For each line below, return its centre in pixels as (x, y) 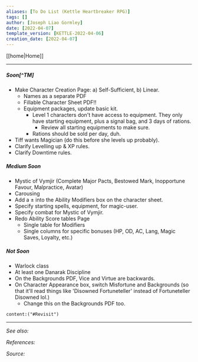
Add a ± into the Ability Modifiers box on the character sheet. (89, 200)
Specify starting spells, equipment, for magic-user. (76, 206)
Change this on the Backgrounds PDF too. (74, 303)
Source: (16, 353)
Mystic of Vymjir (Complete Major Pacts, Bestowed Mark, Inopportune (100, 181)
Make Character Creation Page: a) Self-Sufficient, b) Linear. (87, 90)
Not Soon (18, 251)
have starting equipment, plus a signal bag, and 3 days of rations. (112, 121)
